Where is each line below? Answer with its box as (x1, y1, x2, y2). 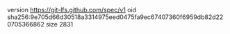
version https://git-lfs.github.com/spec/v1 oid (7, 6, 137, 14)
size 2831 (46, 20, 74, 28)
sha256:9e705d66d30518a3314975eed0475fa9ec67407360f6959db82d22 (7, 13, 224, 21)
